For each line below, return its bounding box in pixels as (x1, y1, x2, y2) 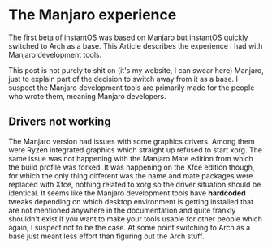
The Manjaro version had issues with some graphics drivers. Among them (8, 136, 256, 146)
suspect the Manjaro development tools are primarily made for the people (8, 83, 255, 92)
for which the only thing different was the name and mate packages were (8, 170, 253, 180)
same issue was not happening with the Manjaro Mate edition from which (8, 153, 253, 163)
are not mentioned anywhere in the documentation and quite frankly (8, 205, 236, 215)
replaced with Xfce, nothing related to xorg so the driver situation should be (8, 179, 261, 189)
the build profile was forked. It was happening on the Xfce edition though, (8, 162, 255, 172)
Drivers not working (8, 115, 111, 129)
